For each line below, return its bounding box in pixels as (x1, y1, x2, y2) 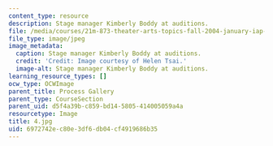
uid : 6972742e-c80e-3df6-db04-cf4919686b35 (8, 125, 158, 133)
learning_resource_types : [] (8, 72, 107, 80)
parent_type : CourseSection (8, 95, 104, 103)
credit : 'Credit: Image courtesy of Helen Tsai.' (15, 58, 187, 66)
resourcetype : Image (8, 110, 79, 118)
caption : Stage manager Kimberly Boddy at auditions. (15, 49, 201, 58)
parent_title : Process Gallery (8, 87, 115, 96)
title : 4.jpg (8, 118, 53, 126)
